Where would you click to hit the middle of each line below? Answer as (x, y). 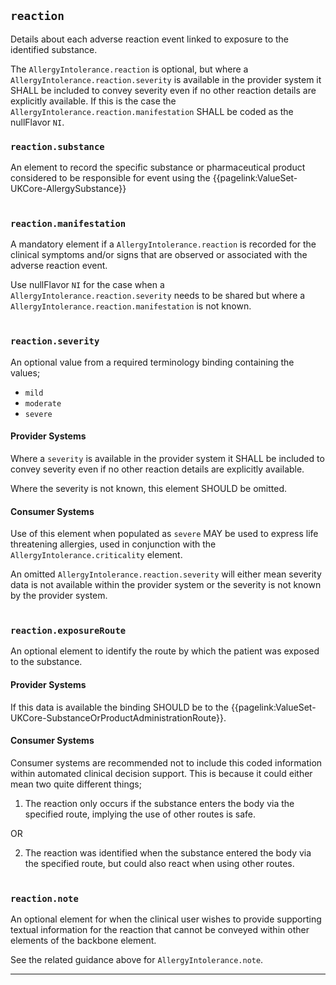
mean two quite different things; (76, 784)
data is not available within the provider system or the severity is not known (166, 585)
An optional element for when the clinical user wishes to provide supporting (166, 919)
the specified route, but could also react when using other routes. (159, 863)
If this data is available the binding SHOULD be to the (119, 707)
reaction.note (44, 898)
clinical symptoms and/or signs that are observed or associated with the (159, 255)
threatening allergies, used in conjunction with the (113, 544)
